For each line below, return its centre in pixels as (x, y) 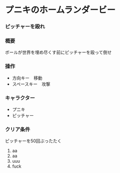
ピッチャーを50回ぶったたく (33, 141)
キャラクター (20, 98)
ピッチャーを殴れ (25, 26)
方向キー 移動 (27, 78)
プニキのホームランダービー (60, 10)
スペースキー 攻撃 (31, 84)
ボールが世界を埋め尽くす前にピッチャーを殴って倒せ (59, 52)
